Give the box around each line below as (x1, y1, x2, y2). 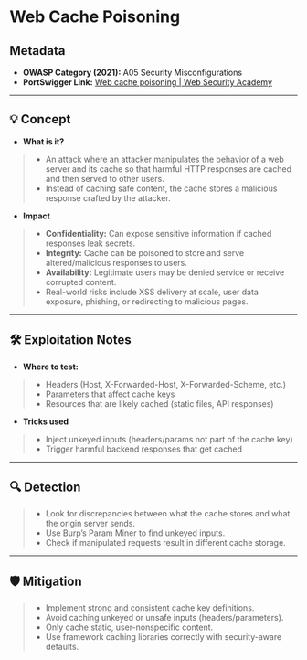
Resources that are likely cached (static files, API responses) (45, 398, 274, 409)
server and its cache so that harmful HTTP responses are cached (45, 163, 292, 175)
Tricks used (22, 416, 69, 427)
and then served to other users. (45, 173, 164, 184)
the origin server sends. (45, 518, 135, 529)
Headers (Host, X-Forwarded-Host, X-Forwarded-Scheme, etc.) (45, 378, 286, 389)
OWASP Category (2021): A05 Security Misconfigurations (22, 67, 243, 78)
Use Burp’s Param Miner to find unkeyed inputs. (45, 527, 226, 538)
